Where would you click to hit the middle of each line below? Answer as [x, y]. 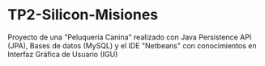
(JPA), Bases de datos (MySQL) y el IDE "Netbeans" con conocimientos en [132, 45]
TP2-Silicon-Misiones [83, 15]
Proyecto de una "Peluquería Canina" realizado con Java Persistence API [130, 37]
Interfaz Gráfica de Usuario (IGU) [63, 54]
